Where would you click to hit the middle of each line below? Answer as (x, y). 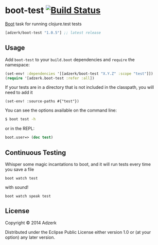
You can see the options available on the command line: (61, 110)
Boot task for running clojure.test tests (43, 24)
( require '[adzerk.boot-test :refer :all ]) (50, 78)
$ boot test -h (20, 119)
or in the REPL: (20, 129)
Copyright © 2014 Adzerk (31, 223)
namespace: (18, 65)
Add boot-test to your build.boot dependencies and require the (70, 59)
